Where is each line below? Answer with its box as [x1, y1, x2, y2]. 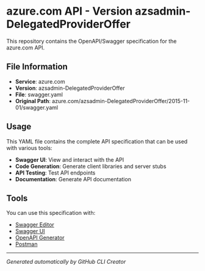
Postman [15, 240, 38, 248]
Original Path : [15, 97, 51, 104]
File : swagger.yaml [15, 90, 63, 98]
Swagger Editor [15, 221, 55, 228]
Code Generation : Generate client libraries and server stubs [15, 162, 167, 170]
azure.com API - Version [6, 4, 133, 18]
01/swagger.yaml [15, 104, 59, 111]
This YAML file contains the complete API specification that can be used [6, 137, 188, 145]
